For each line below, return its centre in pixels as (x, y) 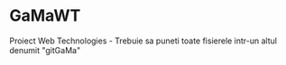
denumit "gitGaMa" (45, 50)
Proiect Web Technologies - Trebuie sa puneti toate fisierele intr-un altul (143, 41)
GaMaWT (45, 16)
